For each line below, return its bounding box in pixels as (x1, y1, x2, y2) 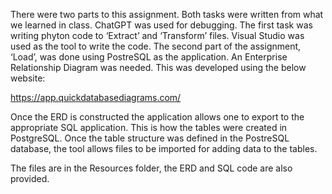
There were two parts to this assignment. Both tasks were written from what (10, 9, 324, 20)
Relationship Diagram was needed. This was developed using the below (10, 62, 307, 73)
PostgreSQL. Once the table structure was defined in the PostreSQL (10, 132, 290, 144)
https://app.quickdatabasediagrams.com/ (10, 92, 182, 103)
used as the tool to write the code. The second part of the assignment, (10, 40, 302, 52)
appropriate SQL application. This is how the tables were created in (10, 122, 288, 133)
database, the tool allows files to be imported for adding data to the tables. (10, 143, 318, 154)
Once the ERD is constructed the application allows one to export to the (10, 111, 305, 123)
